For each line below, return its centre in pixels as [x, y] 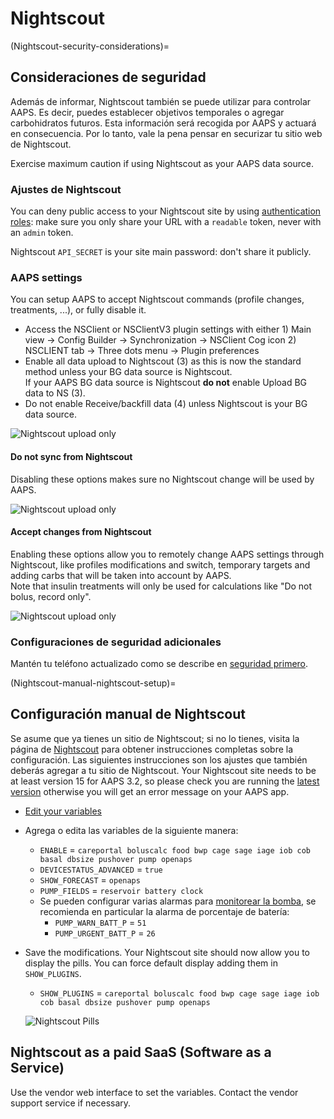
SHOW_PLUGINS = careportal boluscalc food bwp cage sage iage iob [179, 993]
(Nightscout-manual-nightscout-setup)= [93, 683]
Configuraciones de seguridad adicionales [116, 642]
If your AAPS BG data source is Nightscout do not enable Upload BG [166, 383]
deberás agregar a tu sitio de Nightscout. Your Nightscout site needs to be [163, 770]
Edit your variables [63, 811]
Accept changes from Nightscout [81, 532]
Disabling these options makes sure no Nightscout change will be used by [162, 479]
